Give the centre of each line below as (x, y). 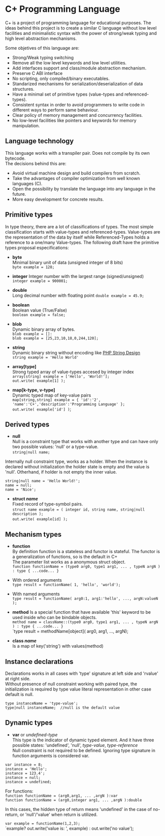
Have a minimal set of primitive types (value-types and (68, 94)
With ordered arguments (37, 580)
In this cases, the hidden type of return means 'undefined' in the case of (79, 809)
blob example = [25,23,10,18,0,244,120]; (55, 338)
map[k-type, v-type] (34, 390)
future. (19, 194)
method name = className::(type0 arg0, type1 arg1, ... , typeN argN (85, 622)
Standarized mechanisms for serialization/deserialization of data (78, 84)
